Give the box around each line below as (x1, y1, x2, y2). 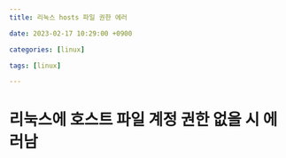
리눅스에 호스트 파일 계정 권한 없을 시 (9, 110, 259, 130)
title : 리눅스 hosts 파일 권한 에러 (9, 12, 128, 22)
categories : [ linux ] (9, 45, 86, 54)
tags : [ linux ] (9, 61, 62, 70)
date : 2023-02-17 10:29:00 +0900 (9, 28, 133, 38)
